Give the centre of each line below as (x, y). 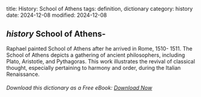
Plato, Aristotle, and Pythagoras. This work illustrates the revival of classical (101, 61)
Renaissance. (23, 74)
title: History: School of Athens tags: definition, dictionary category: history (100, 9)
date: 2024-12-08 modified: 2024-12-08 (57, 15)
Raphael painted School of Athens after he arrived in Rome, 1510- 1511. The (99, 48)
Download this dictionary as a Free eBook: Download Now (79, 88)
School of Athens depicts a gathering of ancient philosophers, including (96, 55)
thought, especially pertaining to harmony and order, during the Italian (94, 67)
